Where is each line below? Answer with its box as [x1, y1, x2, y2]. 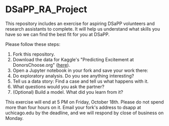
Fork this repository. [12, 51, 55, 57]
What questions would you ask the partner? [12, 83, 105, 90]
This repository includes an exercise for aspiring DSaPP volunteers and [5, 20, 155, 27]
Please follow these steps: [5, 41, 60, 47]
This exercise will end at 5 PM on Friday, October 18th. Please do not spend [5, 98, 164, 105]
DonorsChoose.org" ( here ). [12, 62, 70, 68]
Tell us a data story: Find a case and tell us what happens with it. [12, 78, 149, 84]
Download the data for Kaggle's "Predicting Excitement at [12, 56, 134, 62]
